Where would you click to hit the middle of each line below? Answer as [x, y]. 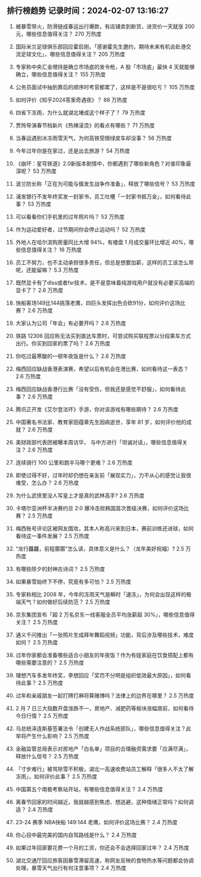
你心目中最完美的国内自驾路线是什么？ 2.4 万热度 [76, 834]
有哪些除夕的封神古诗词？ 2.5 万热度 [60, 569]
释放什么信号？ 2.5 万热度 [47, 756]
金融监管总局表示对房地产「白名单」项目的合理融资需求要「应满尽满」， [103, 749]
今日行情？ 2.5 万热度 [42, 716]
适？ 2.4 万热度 [34, 809]
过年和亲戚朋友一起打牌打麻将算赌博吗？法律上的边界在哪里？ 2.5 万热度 [105, 695]
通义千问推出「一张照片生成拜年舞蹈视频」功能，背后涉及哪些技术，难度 [104, 635]
